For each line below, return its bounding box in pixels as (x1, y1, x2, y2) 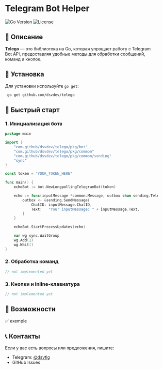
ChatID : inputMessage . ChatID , (31, 202, 92, 207)
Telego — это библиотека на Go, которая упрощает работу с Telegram (5, 46, 151, 51)
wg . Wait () (14, 242, 34, 247)
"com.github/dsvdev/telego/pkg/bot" (14, 144, 88, 149)
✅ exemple (5, 318, 27, 323)
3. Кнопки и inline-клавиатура (5, 280, 80, 287)
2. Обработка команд (5, 258, 59, 265)
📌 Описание (5, 33, 43, 41)
